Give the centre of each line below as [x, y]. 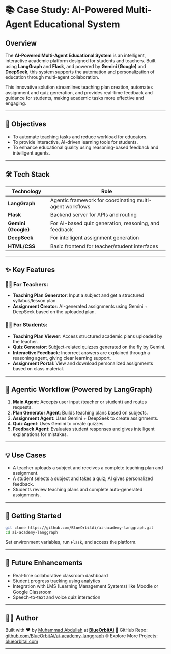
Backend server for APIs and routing [94, 214]
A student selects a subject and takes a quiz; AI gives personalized [83, 478]
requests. [23, 407]
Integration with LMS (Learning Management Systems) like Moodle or [85, 586]
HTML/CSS [22, 246]
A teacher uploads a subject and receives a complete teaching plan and [88, 468]
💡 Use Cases [26, 455]
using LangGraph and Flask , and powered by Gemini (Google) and [76, 66]
